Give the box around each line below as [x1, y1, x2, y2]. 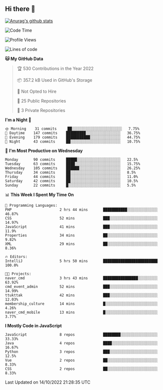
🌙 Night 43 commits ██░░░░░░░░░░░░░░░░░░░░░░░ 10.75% [5, 139, 140, 144]
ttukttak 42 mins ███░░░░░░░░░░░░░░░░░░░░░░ [5, 293, 158, 298]
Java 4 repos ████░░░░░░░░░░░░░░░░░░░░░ [5, 341, 158, 346]
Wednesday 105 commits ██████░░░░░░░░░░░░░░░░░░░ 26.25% [5, 166, 140, 171]
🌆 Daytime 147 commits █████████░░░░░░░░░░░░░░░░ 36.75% [5, 130, 140, 135]
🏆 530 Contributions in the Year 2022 [17, 65, 94, 71]
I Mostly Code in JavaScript [5, 323, 62, 328]
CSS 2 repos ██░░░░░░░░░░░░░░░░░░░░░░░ [5, 366, 158, 371]
